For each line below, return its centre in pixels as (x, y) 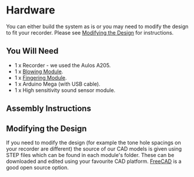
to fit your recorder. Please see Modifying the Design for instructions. (90, 32)
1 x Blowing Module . (39, 72)
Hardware (31, 10)
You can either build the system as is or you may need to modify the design (97, 26)
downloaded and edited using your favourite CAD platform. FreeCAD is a (94, 161)
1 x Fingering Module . (41, 77)
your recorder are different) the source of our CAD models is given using (94, 149)
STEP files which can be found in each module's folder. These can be (90, 155)
